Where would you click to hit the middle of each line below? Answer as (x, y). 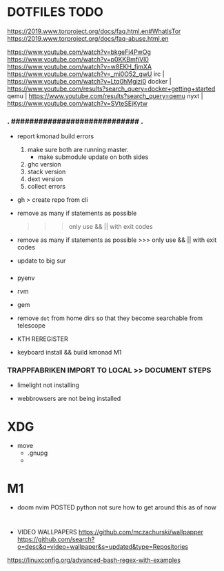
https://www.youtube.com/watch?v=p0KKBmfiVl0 (78, 59)
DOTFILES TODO (55, 12)
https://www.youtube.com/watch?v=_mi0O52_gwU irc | (86, 74)
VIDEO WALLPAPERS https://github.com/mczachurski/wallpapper (110, 532)
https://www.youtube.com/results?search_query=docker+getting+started (111, 88)
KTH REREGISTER (43, 339)
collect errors (47, 187)
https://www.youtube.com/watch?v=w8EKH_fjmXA (80, 66)
